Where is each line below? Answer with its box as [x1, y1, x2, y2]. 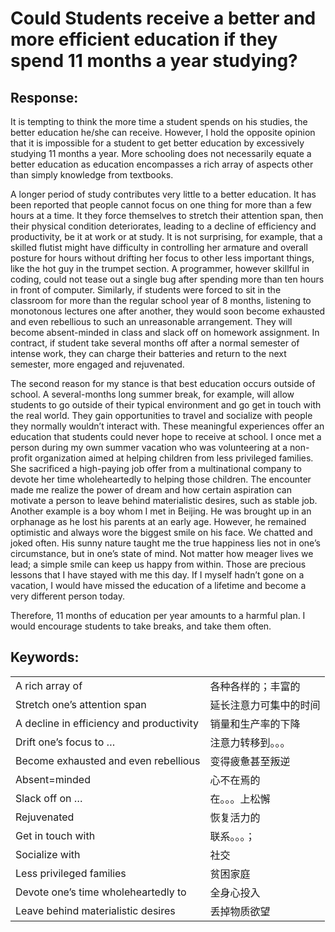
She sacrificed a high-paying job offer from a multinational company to [10, 463, 302, 474]
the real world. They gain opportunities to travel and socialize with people [10, 410, 313, 421]
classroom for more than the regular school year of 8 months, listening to [10, 295, 312, 306]
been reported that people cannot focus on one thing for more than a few [10, 199, 312, 211]
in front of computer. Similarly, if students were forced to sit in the [10, 284, 282, 296]
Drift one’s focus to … [15, 735, 116, 749]
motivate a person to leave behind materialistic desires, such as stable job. [10, 495, 318, 506]
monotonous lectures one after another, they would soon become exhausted [10, 305, 326, 317]
